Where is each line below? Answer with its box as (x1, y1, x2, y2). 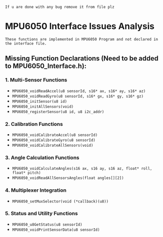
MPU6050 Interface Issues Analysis (5, 21, 155, 32)
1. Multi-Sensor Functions (5, 77, 67, 83)
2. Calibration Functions (5, 120, 63, 127)
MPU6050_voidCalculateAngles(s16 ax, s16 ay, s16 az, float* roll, (12, 166, 152, 171)
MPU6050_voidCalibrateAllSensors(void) (12, 143, 94, 148)
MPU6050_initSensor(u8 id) (12, 99, 67, 104)
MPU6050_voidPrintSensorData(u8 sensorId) (12, 227, 100, 232)
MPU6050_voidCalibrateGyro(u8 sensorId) (12, 138, 96, 142)
